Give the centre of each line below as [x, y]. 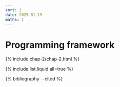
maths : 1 [15, 19]
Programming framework [60, 45]
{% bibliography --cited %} [34, 79]
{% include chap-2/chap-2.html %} [43, 59]
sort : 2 [14, 10]
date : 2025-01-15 [24, 15]
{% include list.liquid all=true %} [39, 69]
